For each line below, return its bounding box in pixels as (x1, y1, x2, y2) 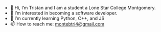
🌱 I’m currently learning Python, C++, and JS (10, 15, 105, 21)
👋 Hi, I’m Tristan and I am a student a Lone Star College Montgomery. (10, 5, 156, 10)
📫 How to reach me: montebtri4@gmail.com (10, 21, 105, 27)
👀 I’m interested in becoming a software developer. (10, 10, 118, 16)
